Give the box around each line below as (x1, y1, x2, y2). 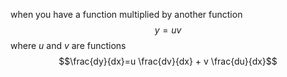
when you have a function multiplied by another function (10, 9, 243, 20)
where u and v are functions (10, 40, 127, 51)
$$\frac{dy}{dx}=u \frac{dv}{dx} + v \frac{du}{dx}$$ (58, 55, 278, 67)
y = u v (154, 24, 182, 36)
